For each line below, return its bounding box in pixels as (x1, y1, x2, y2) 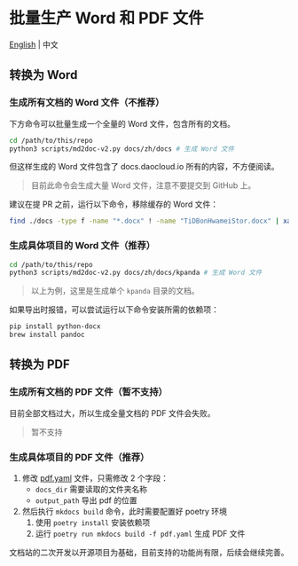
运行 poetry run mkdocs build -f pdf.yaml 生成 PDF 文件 (35, 529, 246, 539)
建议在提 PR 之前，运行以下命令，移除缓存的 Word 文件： (9, 199, 219, 209)
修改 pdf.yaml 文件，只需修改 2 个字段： (21, 473, 169, 483)
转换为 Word (9, 67, 78, 83)
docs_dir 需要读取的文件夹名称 (35, 484, 148, 495)
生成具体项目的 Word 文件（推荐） (9, 240, 156, 252)
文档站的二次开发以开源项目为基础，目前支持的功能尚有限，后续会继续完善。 (9, 547, 289, 558)
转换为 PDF (9, 357, 71, 373)
